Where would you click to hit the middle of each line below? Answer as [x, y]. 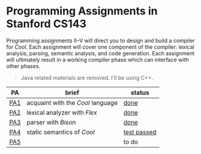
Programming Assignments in [82, 11]
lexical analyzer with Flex [62, 112]
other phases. [23, 66]
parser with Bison [51, 122]
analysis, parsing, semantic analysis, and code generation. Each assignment [100, 53]
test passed [140, 132]
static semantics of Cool [61, 132]
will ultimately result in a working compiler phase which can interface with [97, 60]
